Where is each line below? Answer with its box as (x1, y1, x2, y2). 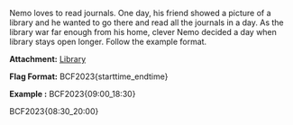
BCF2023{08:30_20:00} (9, 106, 99, 116)
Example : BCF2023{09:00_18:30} (9, 89, 136, 99)
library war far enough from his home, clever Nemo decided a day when (9, 27, 278, 37)
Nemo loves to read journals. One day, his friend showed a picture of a (9, 8, 272, 18)
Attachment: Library (9, 54, 87, 64)
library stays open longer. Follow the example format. (9, 36, 207, 47)
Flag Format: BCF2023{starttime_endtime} (9, 71, 169, 82)
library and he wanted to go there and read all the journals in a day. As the (9, 17, 284, 28)
